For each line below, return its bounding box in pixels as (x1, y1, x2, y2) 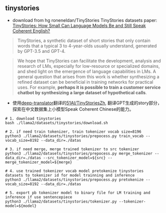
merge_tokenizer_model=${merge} (5, 160, 72, 165)
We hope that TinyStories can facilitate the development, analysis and (17, 57, 161, 64)
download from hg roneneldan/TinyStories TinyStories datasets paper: (12, 17, 158, 23)
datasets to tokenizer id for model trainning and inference (5, 173, 135, 178)
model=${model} (5, 203, 37, 209)
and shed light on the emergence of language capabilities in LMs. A (17, 68, 156, 74)
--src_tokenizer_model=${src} (43, 155, 106, 160)
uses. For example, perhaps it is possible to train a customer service (17, 84, 161, 90)
